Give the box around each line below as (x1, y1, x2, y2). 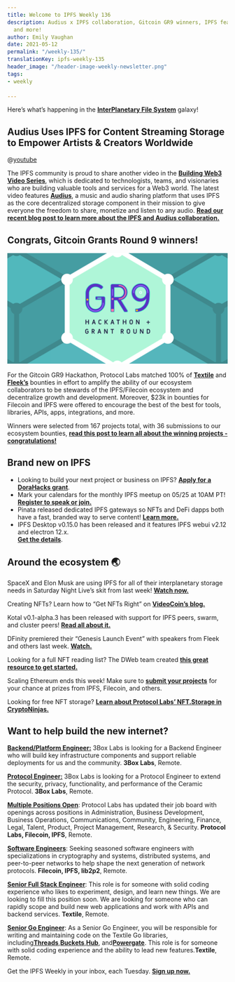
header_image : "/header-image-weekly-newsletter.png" (7, 63, 168, 70)
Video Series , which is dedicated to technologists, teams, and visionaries (7, 176, 219, 185)
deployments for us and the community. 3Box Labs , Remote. (7, 759, 182, 767)
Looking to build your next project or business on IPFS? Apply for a (17, 475, 212, 484)
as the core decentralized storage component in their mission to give (7, 199, 206, 207)
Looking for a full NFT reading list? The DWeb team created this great (7, 655, 208, 663)
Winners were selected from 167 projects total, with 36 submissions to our (7, 422, 221, 430)
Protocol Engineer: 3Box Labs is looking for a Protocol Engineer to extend (7, 772, 221, 781)
